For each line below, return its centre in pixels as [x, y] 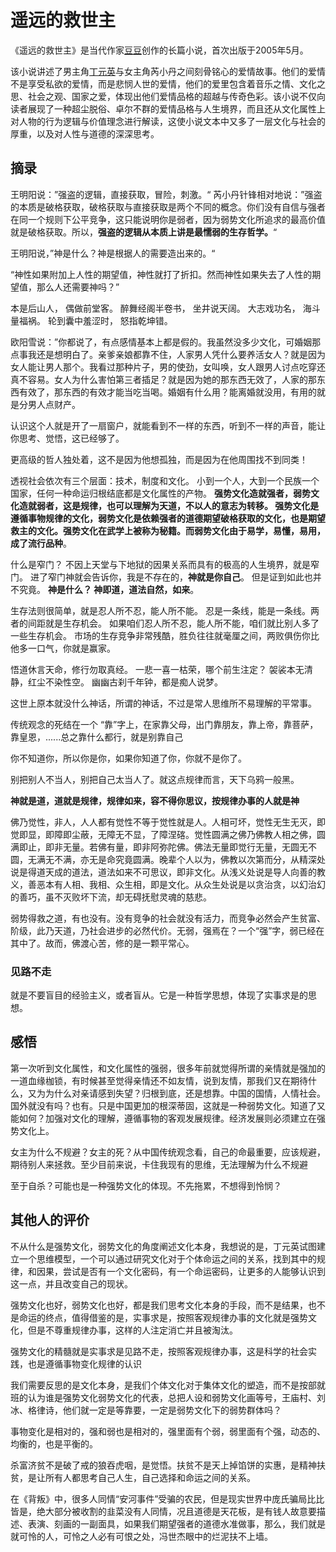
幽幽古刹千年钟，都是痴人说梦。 [157, 682]
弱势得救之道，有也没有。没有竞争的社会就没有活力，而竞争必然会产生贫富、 [168, 918]
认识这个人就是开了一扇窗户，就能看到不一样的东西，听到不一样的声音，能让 [168, 425]
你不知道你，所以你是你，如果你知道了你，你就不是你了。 [128, 758]
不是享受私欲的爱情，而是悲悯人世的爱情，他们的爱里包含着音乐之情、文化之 [168, 83]
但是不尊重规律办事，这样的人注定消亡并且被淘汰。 [132, 1330]
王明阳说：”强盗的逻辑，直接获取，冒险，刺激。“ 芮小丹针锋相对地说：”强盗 [166, 194]
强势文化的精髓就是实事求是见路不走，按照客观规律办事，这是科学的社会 [159, 1351]
